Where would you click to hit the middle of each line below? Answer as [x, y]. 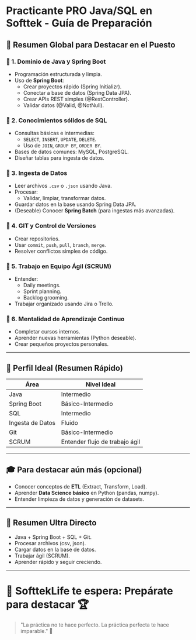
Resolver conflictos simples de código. [61, 251]
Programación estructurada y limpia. [58, 74]
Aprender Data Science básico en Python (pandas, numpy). [87, 493]
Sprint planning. [42, 291]
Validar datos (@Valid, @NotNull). [63, 105]
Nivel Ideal [101, 384]
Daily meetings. [42, 285]
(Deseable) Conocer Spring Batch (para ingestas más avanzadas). [94, 211]
